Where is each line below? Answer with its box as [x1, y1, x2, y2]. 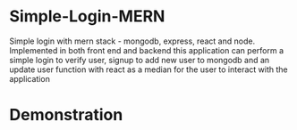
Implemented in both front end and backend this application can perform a [9, 45, 284, 55]
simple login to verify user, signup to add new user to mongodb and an [9, 54, 270, 65]
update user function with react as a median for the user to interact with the [9, 64, 288, 75]
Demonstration [9, 105, 123, 126]
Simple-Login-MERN [9, 6, 165, 27]
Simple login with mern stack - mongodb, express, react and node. [9, 36, 256, 46]
